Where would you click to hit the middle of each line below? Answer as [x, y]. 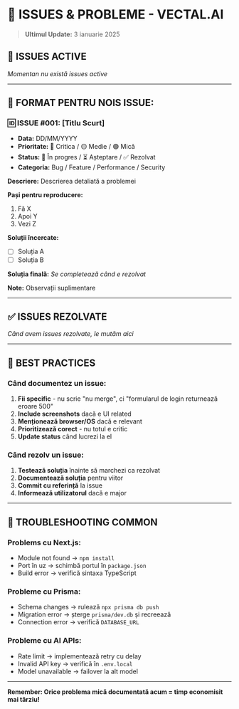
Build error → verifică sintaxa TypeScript [77, 573]
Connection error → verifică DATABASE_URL [79, 622]
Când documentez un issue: [57, 383]
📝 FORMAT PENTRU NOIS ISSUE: [81, 103]
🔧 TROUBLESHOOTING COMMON [83, 522]
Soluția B [31, 260]
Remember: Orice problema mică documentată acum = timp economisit [115, 692]
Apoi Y [27, 216]
